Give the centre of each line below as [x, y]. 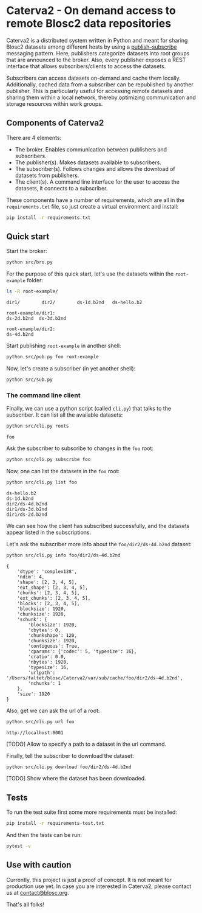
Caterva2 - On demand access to [91, 11]
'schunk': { [32, 619]
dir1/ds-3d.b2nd [27, 509]
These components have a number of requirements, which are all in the [96, 200]
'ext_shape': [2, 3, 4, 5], [52, 588]
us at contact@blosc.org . [38, 892]
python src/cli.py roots [38, 426]
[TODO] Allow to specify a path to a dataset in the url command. [86, 744]
